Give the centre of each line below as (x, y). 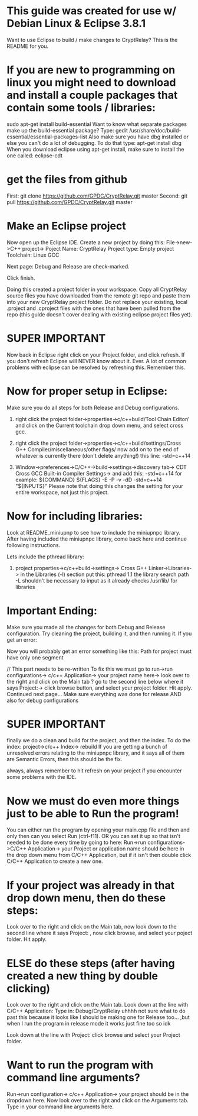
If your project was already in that (91, 885)
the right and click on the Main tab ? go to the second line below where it (95, 681)
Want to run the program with (80, 1065)
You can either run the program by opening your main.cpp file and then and (98, 830)
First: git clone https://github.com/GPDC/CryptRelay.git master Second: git (97, 196)
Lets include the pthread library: (45, 557)
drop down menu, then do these (86, 898)
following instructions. (34, 545)
